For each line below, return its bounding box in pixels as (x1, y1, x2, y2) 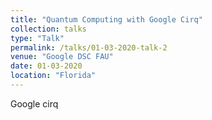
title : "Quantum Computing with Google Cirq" (10, 14, 203, 25)
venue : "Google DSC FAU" (10, 52, 114, 62)
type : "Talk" (10, 33, 65, 43)
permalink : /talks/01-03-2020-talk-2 (10, 42, 168, 53)
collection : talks (10, 24, 87, 34)
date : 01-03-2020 (10, 61, 83, 71)
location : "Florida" (10, 71, 97, 81)
